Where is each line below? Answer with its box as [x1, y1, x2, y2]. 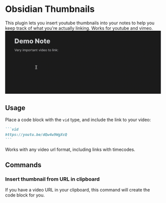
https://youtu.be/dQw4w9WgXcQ [5, 132, 68, 137]
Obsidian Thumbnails [5, 3, 95, 15]
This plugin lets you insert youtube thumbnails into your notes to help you [5, 20, 155, 26]
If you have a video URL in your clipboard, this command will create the [5, 187, 150, 193]
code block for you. [5, 192, 45, 198]
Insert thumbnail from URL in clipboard [5, 175, 100, 182]
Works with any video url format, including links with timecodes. [5, 146, 135, 152]
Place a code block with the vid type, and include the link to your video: [5, 117, 151, 123]
